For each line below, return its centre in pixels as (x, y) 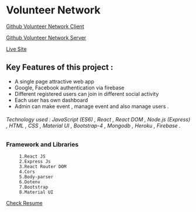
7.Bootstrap (34, 187)
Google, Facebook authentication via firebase (69, 88)
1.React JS (32, 157)
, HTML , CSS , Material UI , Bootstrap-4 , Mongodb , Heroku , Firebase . (94, 126)
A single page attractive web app (54, 81)
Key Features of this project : (60, 67)
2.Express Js (35, 162)
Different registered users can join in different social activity (87, 93)
